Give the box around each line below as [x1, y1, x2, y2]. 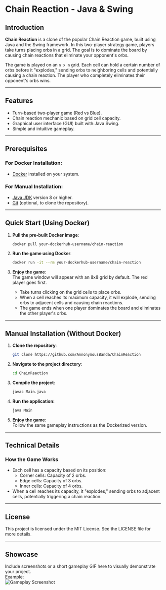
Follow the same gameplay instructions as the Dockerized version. [12, 422, 147, 428]
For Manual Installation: [5, 183, 63, 190]
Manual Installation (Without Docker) [5, 329, 122, 338]
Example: [5, 574, 24, 580]
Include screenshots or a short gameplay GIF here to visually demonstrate [5, 563, 156, 569]
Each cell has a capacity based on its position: [12, 467, 107, 473]
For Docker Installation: [5, 160, 63, 167]
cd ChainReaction [12, 371, 48, 376]
